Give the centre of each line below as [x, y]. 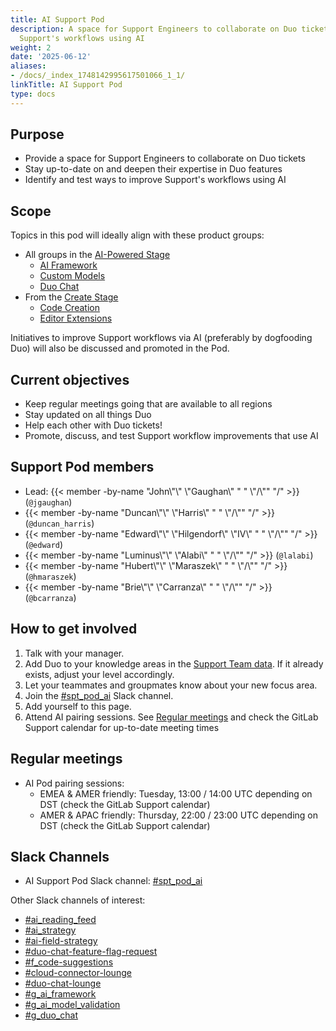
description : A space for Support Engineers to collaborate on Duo [154, 29]
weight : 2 [31, 47]
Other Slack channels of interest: [78, 900]
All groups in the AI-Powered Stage [97, 255]
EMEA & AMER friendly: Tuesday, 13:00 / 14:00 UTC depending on [176, 793]
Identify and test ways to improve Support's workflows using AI [155, 180]
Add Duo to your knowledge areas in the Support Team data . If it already [174, 663]
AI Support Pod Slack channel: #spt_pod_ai [113, 881]
